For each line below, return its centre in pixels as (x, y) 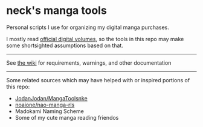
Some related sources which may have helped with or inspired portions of (98, 80)
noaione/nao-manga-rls (45, 105)
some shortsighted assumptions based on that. (65, 45)
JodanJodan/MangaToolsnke (51, 98)
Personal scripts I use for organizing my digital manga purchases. (88, 27)
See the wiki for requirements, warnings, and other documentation (89, 63)
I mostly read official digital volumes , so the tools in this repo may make (95, 39)
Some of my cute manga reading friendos (67, 117)
